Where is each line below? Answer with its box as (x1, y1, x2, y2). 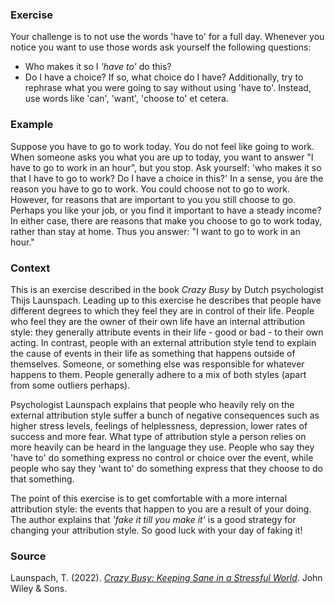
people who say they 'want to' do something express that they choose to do (10, 462, 323, 474)
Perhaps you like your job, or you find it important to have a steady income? (10, 204, 322, 216)
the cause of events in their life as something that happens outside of (10, 347, 296, 359)
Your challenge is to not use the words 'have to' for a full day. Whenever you (10, 31, 325, 43)
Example (10, 118, 54, 132)
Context (10, 261, 51, 275)
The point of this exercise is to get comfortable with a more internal (10, 492, 288, 504)
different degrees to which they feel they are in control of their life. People (10, 304, 315, 317)
